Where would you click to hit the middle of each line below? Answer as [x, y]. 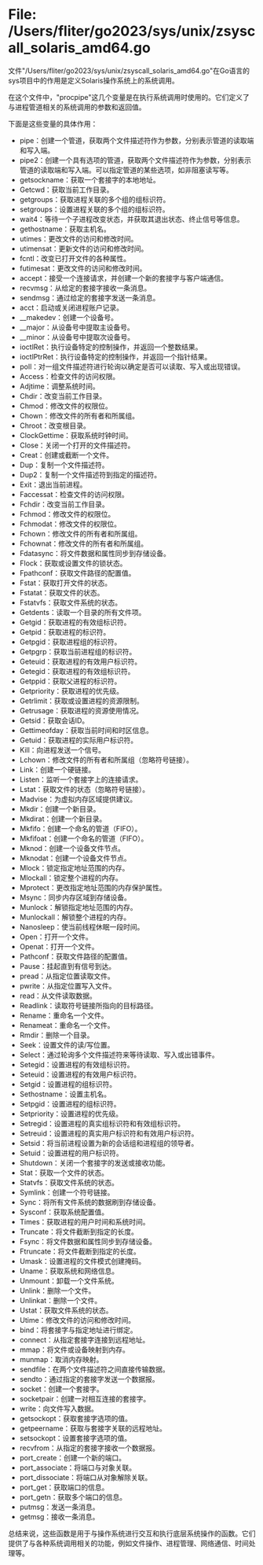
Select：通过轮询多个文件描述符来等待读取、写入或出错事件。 [119, 1055]
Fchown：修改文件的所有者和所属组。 [80, 533]
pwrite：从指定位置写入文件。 [68, 985]
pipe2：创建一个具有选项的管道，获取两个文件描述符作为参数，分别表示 [135, 160]
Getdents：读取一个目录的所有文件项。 [82, 612]
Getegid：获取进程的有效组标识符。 [77, 671]
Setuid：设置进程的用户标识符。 [71, 1153]
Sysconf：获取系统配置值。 [64, 1212]
